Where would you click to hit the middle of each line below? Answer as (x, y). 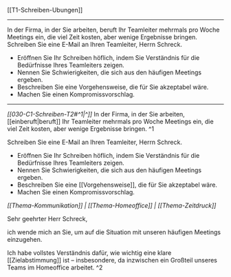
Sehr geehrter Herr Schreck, (47, 219)
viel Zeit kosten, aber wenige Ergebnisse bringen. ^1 (81, 129)
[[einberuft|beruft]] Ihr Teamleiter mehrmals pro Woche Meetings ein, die (111, 121)
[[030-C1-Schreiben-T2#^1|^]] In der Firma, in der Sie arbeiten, (96, 114)
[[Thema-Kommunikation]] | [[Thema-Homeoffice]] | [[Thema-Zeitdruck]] (112, 205)
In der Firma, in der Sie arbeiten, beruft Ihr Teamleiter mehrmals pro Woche (113, 30)
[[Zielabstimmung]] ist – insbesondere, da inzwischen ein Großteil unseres (112, 260)
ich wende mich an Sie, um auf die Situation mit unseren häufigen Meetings (114, 232)
